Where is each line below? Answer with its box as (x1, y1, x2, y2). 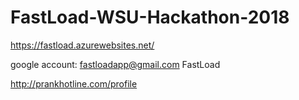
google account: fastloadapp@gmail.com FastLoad (10, 58, 221, 70)
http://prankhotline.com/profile (10, 77, 138, 90)
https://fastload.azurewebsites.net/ (10, 39, 155, 51)
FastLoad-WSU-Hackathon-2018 (10, 6, 290, 29)
